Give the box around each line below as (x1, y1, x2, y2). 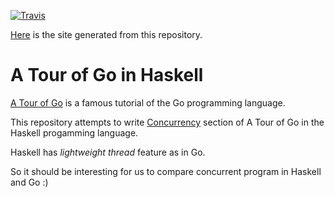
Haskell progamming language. (10, 126, 139, 139)
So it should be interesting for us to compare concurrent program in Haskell (10, 165, 322, 177)
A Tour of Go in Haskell (10, 64, 204, 87)
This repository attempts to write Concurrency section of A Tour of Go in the (10, 116, 325, 128)
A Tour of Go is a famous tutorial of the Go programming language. (10, 96, 286, 109)
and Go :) (10, 176, 49, 188)
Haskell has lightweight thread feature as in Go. (10, 146, 206, 158)
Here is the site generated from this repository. (10, 29, 203, 40)
